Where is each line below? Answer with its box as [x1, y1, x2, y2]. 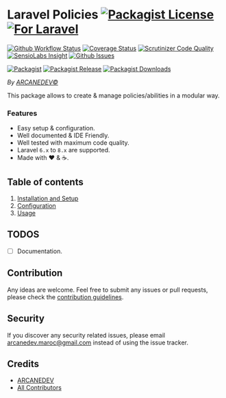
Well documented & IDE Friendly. [16, 131, 110, 140]
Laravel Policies [7, 7, 99, 23]
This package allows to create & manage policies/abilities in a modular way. [7, 91, 221, 99]
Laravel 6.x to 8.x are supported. [16, 146, 111, 154]
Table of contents [7, 176, 84, 188]
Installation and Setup [16, 194, 79, 202]
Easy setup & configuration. [16, 124, 96, 132]
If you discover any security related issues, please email [7, 331, 166, 339]
